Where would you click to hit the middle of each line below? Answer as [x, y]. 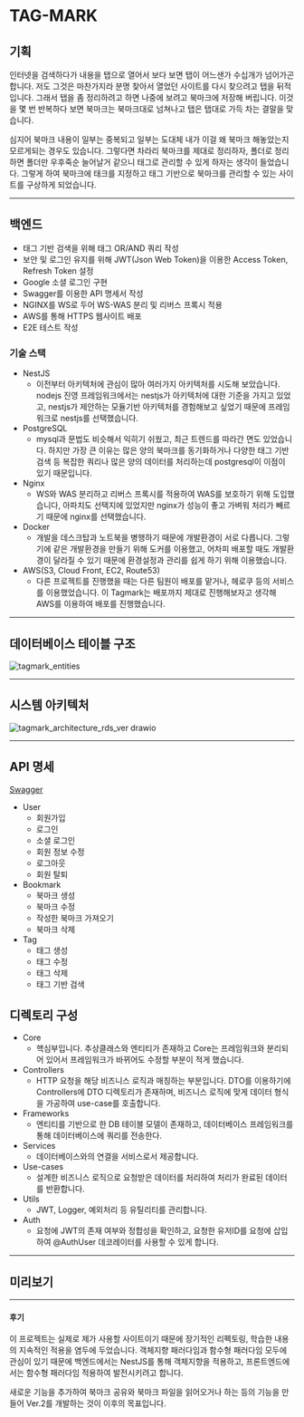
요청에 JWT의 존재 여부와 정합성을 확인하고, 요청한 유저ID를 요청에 [153, 1231]
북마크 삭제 [55, 929]
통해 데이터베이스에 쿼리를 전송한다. [99, 1136]
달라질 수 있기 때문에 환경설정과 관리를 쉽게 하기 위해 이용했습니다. [170, 560]
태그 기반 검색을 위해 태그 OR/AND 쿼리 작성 [100, 248]
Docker [36, 527]
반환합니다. [65, 1189]
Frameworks [46, 1113]
